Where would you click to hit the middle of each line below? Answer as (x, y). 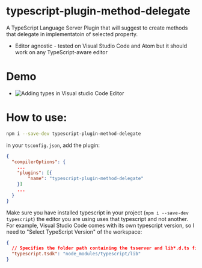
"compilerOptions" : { (39, 162)
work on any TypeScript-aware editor (61, 52)
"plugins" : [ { (35, 173)
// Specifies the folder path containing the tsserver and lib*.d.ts (100, 248)
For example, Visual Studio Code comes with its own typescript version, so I (100, 225)
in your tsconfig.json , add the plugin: (53, 145)
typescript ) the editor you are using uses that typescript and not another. (97, 219)
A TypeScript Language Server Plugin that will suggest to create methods (97, 28)
